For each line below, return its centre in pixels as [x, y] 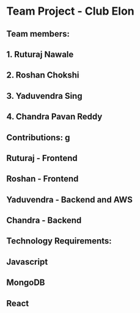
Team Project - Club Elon [70, 11]
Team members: [38, 34]
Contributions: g [38, 138]
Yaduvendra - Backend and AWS [69, 200]
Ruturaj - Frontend [42, 158]
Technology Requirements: [59, 241]
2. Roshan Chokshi [43, 75]
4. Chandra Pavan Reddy [54, 117]
